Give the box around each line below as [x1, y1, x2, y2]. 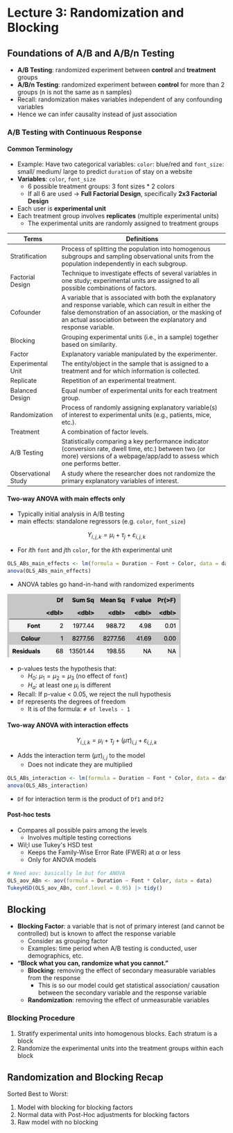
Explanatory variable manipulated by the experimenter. [61, 350, 218, 358]
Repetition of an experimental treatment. [61, 377, 177, 385]
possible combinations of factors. [61, 284, 157, 293]
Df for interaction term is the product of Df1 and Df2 [17, 794, 164, 803]
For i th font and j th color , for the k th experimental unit [17, 546, 173, 554]
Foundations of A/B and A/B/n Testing [7, 47, 175, 59]
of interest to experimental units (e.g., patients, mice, [61, 410, 212, 418]
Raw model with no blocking [17, 1118, 98, 1127]
